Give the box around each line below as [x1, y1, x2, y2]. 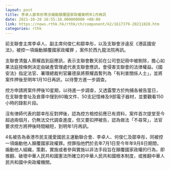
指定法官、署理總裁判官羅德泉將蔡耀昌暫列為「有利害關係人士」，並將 [18, 70, 163, 76]
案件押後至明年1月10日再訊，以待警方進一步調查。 [5, 77, 110, 83]
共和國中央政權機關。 [9, 159, 54, 165]
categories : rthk [5, 26, 42, 31]
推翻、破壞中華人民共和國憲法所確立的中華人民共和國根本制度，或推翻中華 [5, 153, 160, 159]
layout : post [5, 7, 33, 13]
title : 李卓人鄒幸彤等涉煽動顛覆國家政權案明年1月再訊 [5, 12, 106, 17]
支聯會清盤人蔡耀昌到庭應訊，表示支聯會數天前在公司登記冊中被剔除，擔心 [5, 58, 160, 64]
